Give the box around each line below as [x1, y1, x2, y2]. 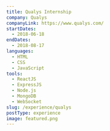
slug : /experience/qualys [6, 104, 71, 110]
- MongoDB [11, 93, 36, 99]
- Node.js [11, 88, 36, 94]
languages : [6, 48, 34, 54]
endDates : [6, 37, 31, 43]
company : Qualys [6, 14, 47, 21]
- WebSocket [11, 98, 42, 104]
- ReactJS [11, 76, 36, 82]
